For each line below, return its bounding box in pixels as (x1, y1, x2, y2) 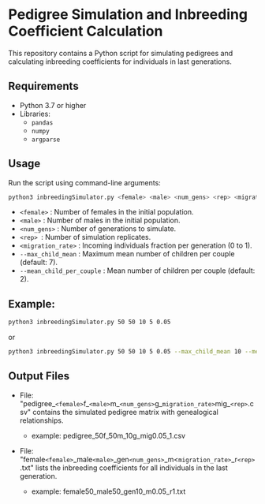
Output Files (8, 369, 69, 383)
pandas (31, 118, 54, 127)
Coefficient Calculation (8, 22, 163, 40)
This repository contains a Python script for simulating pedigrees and (8, 48, 233, 58)
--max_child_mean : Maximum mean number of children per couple (19, 249, 235, 259)
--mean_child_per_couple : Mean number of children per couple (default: (19, 266, 256, 275)
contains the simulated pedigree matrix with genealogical (32, 407, 218, 416)
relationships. (19, 416, 64, 425)
